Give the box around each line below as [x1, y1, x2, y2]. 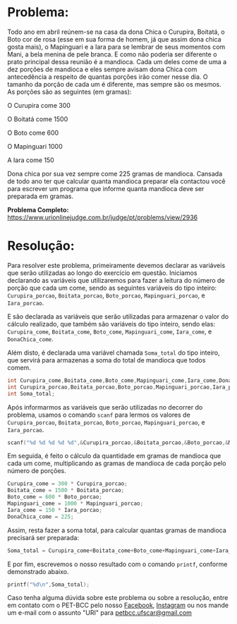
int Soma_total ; [7, 390, 55, 397]
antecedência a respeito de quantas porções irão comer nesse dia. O [7, 72, 208, 81]
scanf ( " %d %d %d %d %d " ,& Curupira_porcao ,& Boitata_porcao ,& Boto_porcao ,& [7, 439, 229, 446]
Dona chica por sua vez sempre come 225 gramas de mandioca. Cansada [7, 169, 223, 178]
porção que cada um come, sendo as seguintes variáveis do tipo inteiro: [7, 283, 217, 292]
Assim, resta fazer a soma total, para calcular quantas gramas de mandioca [7, 526, 227, 534]
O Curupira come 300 [7, 101, 71, 109]
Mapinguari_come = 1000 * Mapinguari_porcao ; [7, 500, 143, 507]
